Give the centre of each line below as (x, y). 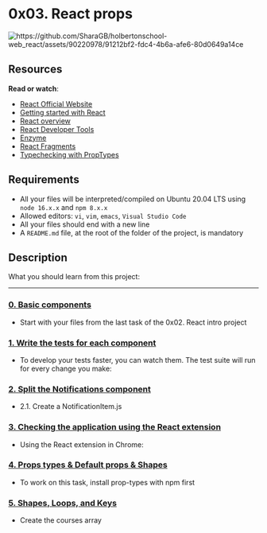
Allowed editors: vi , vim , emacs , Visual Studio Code (103, 216)
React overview (45, 121)
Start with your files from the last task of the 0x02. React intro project (133, 322)
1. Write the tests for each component (82, 343)
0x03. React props (71, 14)
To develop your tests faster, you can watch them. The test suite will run (137, 360)
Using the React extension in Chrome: (82, 444)
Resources (35, 70)
